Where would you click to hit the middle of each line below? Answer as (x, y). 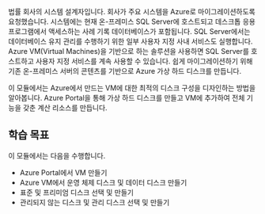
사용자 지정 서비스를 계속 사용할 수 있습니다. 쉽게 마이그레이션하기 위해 (144, 61)
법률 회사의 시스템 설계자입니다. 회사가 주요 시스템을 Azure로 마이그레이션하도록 (132, 11)
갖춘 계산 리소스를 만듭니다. (65, 108)
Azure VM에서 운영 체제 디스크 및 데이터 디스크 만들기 (103, 182)
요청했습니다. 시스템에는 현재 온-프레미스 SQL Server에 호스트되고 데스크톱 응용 (132, 21)
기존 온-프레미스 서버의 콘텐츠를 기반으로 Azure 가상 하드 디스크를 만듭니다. (125, 71)
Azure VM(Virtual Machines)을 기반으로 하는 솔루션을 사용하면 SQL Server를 (129, 51)
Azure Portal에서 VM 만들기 (63, 172)
